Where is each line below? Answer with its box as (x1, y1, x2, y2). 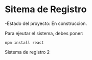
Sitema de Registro (5, 4, 87, 15)
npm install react (5, 40, 44, 45)
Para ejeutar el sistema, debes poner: (5, 30, 84, 36)
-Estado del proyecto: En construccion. (5, 20, 87, 26)
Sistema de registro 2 (5, 49, 50, 55)
